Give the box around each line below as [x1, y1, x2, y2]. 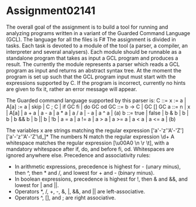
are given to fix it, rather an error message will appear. [6, 85, 137, 92]
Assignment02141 [6, 4, 96, 18]
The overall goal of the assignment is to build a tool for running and [6, 23, 168, 30]
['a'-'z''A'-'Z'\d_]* [6, 133, 49, 140]
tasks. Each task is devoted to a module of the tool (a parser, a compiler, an [6, 42, 188, 49]
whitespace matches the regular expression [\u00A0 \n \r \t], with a [6, 139, 169, 146]
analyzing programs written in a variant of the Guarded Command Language [6, 29, 191, 36]
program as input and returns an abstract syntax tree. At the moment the [6, 67, 182, 74]
